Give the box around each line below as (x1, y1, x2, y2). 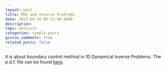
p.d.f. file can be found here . (5, 58, 64, 65)
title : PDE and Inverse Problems (5, 12, 75, 17)
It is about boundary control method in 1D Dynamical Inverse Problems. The (5, 53, 161, 59)
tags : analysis (5, 26, 37, 31)
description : (5, 21, 33, 26)
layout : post (5, 7, 33, 12)
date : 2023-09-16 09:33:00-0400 (5, 16, 73, 21)
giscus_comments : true (5, 35, 53, 40)
